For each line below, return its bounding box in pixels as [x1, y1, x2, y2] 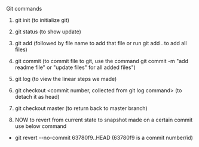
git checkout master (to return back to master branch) [14, 105, 148, 112]
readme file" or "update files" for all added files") [14, 64, 136, 71]
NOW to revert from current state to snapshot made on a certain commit [14, 116, 193, 123]
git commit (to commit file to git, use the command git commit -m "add [14, 58, 188, 64]
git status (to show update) [14, 28, 82, 35]
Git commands [6, 5, 42, 12]
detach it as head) [14, 93, 60, 100]
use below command [14, 123, 67, 130]
